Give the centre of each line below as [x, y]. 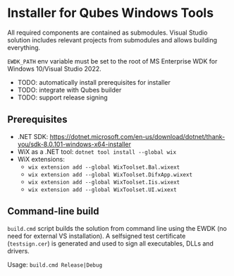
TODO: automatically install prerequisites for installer [94, 82]
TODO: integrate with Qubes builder [69, 90]
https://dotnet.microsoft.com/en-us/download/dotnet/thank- [137, 136]
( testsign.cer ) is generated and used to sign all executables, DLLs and [110, 243]
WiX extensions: [41, 159]
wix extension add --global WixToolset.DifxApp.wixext [110, 174]
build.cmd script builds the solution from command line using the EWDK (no [117, 228]
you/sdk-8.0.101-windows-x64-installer [74, 144]
